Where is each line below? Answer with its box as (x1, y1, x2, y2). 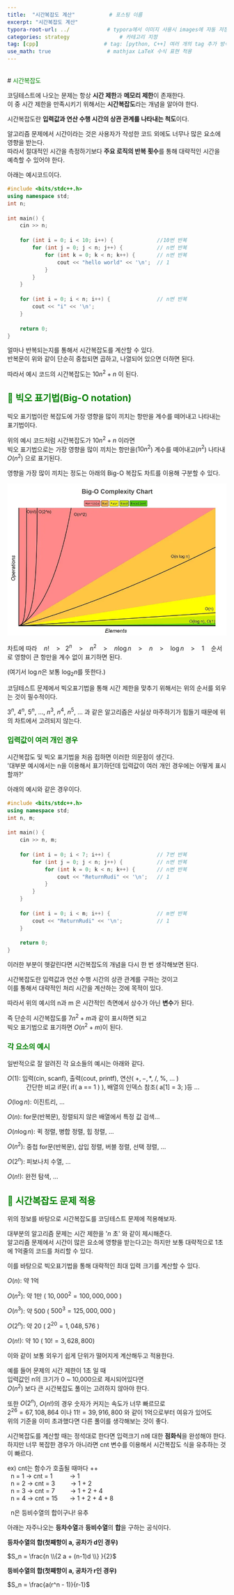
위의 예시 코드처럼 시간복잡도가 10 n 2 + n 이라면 (7, 435, 136, 444)
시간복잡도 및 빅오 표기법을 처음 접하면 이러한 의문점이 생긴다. (7, 752, 175, 761)
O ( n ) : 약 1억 (7, 1276, 40, 1285)
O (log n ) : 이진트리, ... (7, 1098, 65, 1106)
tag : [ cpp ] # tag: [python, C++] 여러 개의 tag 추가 (7, 40, 217, 48)
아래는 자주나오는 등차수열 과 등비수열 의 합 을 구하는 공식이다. (7, 1523, 171, 1532)
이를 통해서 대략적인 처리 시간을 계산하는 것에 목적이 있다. (7, 984, 164, 992)
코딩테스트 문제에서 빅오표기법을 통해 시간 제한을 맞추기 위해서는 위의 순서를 (7, 684, 214, 692)
